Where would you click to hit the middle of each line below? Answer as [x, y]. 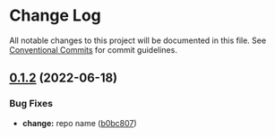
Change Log [55, 16]
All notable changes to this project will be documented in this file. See [138, 40]
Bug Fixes [31, 104]
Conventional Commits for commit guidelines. [93, 49]
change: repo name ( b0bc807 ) [79, 123]
